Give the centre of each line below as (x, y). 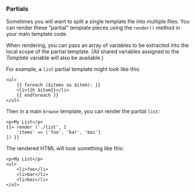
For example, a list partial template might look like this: (73, 69)
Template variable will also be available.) (55, 58)
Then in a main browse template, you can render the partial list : (83, 111)
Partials (17, 9)
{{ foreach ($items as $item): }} (59, 85)
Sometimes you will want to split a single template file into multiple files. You (98, 22)
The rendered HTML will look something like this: (65, 148)
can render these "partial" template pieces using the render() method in (93, 28)
